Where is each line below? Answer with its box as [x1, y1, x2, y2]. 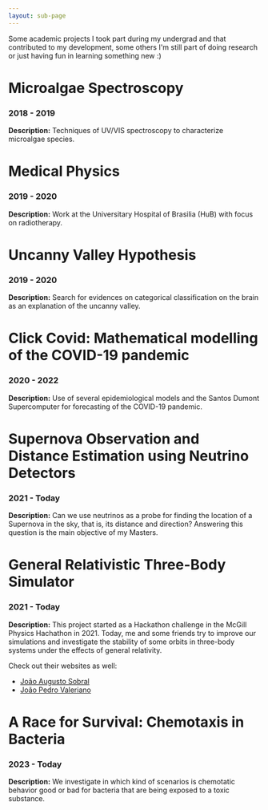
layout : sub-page [8, 11, 66, 20]
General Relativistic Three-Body [8, 556, 226, 574]
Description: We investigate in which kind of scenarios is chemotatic [8, 777, 236, 787]
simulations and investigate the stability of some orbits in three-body [8, 637, 235, 646]
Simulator [8, 573, 74, 591]
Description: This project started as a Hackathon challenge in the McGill [8, 619, 247, 630]
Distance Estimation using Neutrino [8, 447, 250, 465]
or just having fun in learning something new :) [8, 51, 162, 60]
